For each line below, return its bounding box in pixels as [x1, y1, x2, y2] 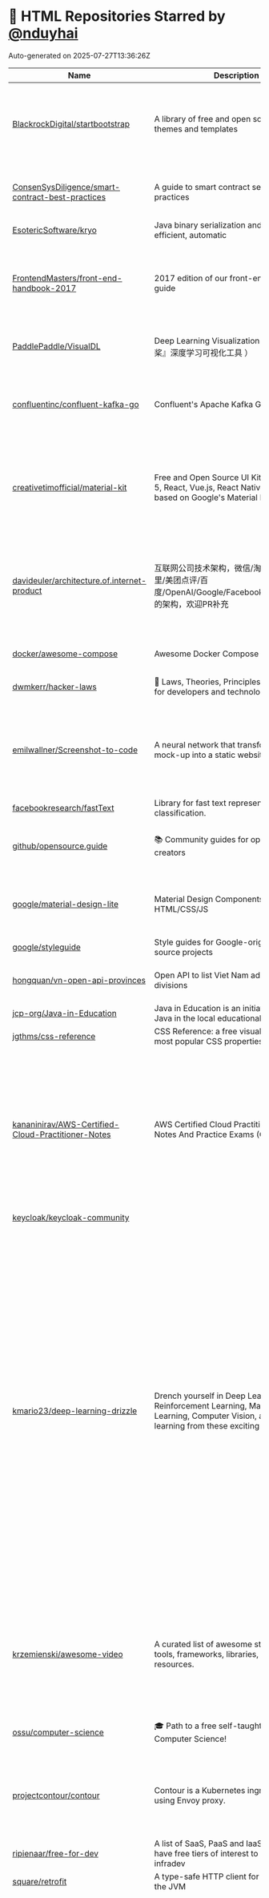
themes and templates [154, 123, 239, 135]
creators [154, 847, 187, 858]
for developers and [154, 686, 226, 697]
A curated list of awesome [154, 1638, 252, 1650]
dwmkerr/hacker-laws [12, 681, 98, 692]
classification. [154, 807, 207, 818]
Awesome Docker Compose [154, 648, 259, 659]
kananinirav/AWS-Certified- [12, 1118, 120, 1130]
